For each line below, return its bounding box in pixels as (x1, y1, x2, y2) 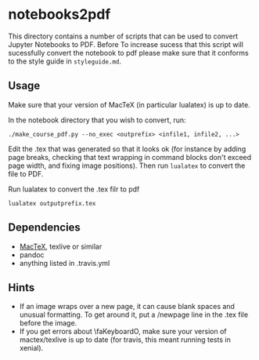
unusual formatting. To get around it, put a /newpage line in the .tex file (19, 310, 249, 319)
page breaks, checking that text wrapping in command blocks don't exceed (8, 152, 252, 162)
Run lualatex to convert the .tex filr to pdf (8, 184, 140, 194)
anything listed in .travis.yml (19, 258, 110, 267)
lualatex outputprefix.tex (8, 199, 96, 207)
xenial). (19, 344, 44, 353)
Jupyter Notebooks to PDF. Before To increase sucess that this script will (8, 39, 244, 49)
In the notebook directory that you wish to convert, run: (8, 115, 186, 125)
